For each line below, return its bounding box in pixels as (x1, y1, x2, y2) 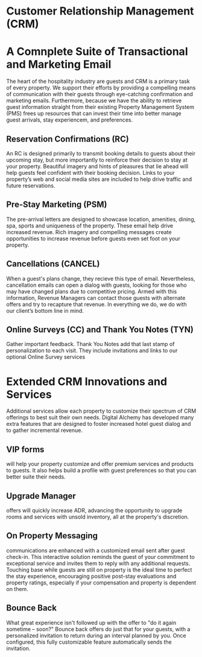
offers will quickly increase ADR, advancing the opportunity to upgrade (6, 506, 183, 514)
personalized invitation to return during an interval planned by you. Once (6, 632, 187, 639)
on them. (6, 585, 28, 592)
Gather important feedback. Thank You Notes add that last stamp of (6, 341, 175, 348)
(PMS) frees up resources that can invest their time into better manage (6, 110, 182, 117)
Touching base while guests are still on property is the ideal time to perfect (6, 566, 192, 573)
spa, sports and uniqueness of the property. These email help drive (6, 222, 174, 229)
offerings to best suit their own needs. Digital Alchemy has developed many (6, 414, 194, 421)
